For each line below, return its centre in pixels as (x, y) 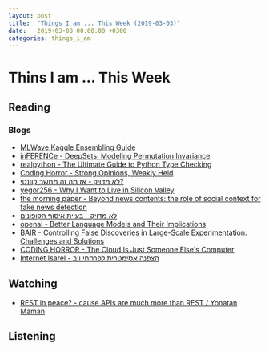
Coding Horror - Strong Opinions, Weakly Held (96, 173)
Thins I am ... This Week (89, 78)
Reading (29, 107)
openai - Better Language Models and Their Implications (113, 224)
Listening (32, 336)
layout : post (30, 16)
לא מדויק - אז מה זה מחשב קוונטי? (72, 182)
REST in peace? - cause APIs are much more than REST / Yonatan (128, 302)
